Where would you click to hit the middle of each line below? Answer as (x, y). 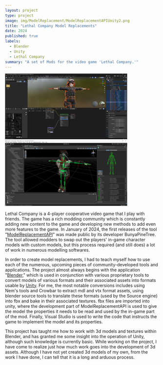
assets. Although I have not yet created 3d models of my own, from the (76, 352)
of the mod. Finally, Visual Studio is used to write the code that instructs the (81, 316)
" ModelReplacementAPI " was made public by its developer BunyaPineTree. (81, 234)
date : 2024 (16, 31)
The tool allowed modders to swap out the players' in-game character (75, 239)
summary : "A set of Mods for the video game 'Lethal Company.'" (72, 62)
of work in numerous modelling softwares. (48, 250)
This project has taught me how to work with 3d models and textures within (81, 331)
